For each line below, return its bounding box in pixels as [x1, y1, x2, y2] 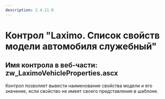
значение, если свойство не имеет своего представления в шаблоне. [5, 88, 159, 94]
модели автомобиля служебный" [5, 41, 157, 52]
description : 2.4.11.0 [5, 7, 54, 13]
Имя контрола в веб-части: [5, 61, 98, 70]
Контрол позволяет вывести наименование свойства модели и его [5, 83, 153, 89]
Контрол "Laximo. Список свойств [5, 29, 160, 41]
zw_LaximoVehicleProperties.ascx [5, 69, 118, 77]
